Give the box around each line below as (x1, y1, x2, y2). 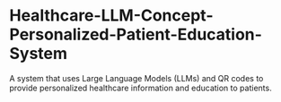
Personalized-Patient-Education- (9, 24, 263, 45)
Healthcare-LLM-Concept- (9, 5, 214, 26)
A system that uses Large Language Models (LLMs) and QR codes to (9, 72, 264, 83)
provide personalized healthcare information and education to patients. (9, 82, 272, 93)
